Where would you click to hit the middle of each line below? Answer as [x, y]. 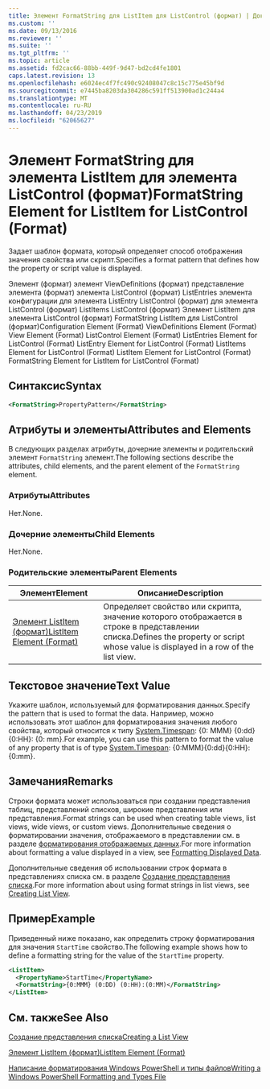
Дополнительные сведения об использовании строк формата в [118, 868]
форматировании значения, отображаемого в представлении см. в [125, 835]
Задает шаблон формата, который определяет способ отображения [125, 251]
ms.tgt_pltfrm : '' [39, 53]
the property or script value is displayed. [76, 268]
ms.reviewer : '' [35, 38]
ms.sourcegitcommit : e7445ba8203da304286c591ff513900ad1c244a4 [117, 91]
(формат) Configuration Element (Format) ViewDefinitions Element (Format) [133, 326]
